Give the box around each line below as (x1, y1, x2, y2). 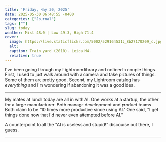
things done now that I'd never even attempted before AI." (5, 112, 123, 118)
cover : (5, 35, 19, 40)
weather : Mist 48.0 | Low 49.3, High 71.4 (5, 30, 94, 35)
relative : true (9, 53, 41, 58)
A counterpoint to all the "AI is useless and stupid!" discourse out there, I (5, 122, 153, 128)
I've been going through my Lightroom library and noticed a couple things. (5, 67, 157, 72)
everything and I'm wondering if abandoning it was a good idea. (5, 82, 135, 88)
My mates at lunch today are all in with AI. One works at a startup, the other (5, 97, 159, 103)
